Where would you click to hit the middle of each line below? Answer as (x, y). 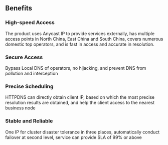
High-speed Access (30, 23)
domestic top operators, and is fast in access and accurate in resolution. (80, 44)
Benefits (19, 8)
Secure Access (24, 57)
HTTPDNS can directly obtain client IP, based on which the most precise (80, 97)
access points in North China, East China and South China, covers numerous (84, 39)
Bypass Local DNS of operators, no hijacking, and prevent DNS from (76, 68)
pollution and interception (32, 73)
